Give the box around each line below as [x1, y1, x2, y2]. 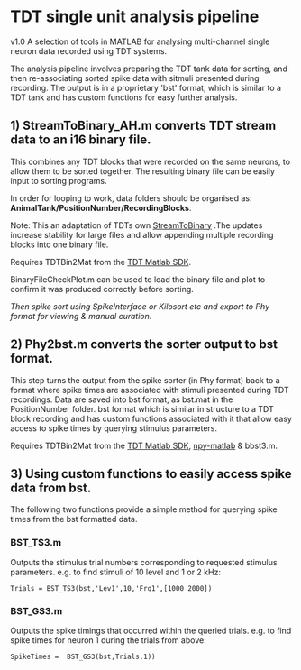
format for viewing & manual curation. [10, 310, 152, 321]
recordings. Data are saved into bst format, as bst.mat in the [10, 394, 233, 405]
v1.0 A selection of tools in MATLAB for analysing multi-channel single [10, 36, 270, 47]
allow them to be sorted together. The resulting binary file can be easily [10, 165, 276, 177]
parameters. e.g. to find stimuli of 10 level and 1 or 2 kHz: [10, 566, 222, 577]
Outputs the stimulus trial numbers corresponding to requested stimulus [10, 556, 278, 567]
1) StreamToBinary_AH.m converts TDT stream [10, 118, 277, 133]
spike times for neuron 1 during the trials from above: [10, 634, 206, 646]
